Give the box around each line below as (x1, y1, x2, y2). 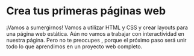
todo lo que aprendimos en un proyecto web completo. (6, 43, 143, 50)
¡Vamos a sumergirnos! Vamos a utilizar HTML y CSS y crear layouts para (6, 24, 189, 31)
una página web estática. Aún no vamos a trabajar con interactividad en (6, 30, 185, 37)
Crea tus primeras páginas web (6, 4, 166, 18)
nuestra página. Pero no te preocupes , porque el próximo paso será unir (6, 36, 187, 43)
